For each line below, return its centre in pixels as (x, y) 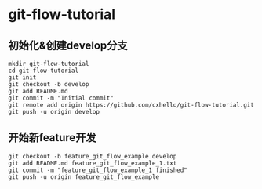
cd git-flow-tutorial (44, 71)
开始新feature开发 (52, 138)
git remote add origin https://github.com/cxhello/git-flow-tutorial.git (131, 105)
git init (22, 78)
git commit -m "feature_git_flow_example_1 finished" (98, 170)
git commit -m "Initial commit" (61, 98)
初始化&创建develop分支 (68, 45)
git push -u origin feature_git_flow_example (84, 177)
